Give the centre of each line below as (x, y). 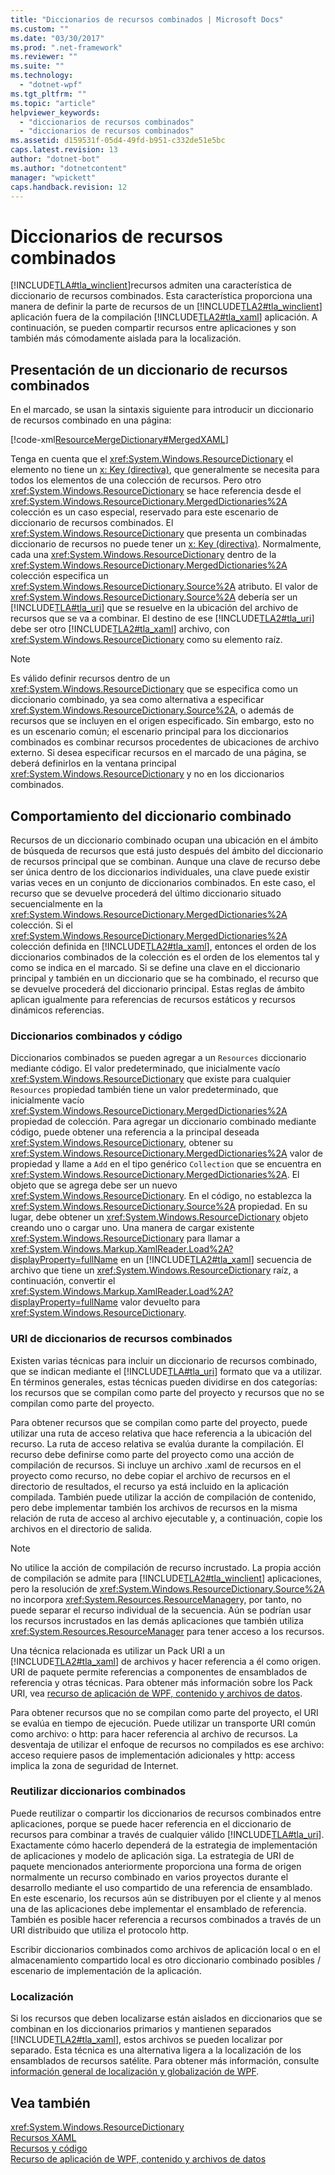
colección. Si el (41, 925)
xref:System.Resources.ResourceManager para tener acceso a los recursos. (167, 1631)
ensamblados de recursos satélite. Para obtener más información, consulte (165, 2061)
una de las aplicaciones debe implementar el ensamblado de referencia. (158, 1908)
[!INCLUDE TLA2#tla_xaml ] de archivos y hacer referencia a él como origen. (166, 1661)
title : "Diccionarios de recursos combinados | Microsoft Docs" (147, 19)
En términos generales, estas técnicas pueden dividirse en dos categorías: (164, 1382)
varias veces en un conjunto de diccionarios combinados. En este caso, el (163, 882)
